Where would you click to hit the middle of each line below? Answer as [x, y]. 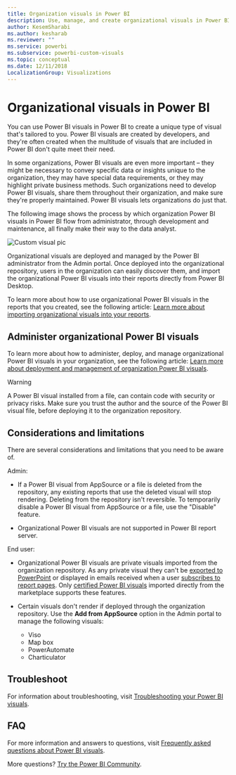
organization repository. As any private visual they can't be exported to [120, 570]
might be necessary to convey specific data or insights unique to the [106, 170]
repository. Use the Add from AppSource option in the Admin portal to [119, 614]
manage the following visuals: [60, 621]
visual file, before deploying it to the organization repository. [94, 411]
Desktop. [20, 286]
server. [28, 536]
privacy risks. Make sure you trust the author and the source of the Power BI [118, 403]
